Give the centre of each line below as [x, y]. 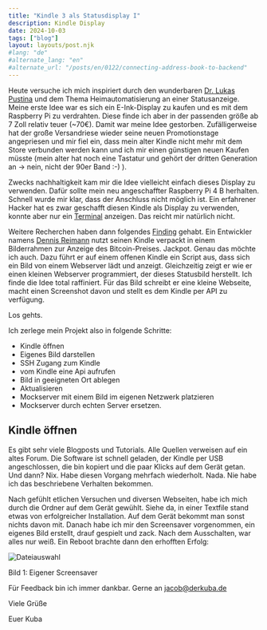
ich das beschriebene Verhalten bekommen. [81, 483]
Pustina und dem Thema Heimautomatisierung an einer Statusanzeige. [124, 99]
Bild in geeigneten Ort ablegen [70, 379]
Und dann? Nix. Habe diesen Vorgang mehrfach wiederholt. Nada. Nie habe [133, 475]
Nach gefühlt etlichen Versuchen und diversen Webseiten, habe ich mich [128, 499]
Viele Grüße [28, 603]
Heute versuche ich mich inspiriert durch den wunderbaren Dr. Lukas [122, 90]
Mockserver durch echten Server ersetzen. [90, 405]
